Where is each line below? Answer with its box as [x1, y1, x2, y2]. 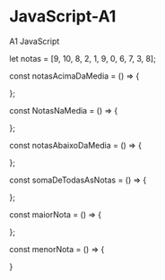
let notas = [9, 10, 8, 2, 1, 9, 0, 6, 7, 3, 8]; [9, 53, 157, 64]
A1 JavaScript [9, 36, 60, 47]
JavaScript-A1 [9, 6, 117, 27]
